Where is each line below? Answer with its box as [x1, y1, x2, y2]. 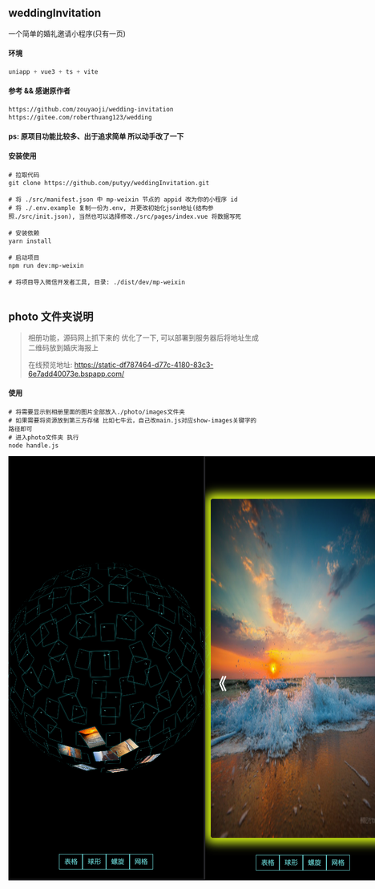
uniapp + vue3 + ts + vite [8, 68, 99, 76]
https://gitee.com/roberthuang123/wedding [8, 114, 152, 122]
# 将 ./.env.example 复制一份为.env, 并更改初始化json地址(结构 [8, 204, 208, 212]
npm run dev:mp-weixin [8, 261, 84, 269]
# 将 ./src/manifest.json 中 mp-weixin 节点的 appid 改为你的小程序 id [8, 196, 238, 204]
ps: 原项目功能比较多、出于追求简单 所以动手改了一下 [8, 131, 184, 141]
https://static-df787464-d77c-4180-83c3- [74, 360, 214, 370]
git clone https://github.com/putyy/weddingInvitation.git [8, 179, 210, 187]
